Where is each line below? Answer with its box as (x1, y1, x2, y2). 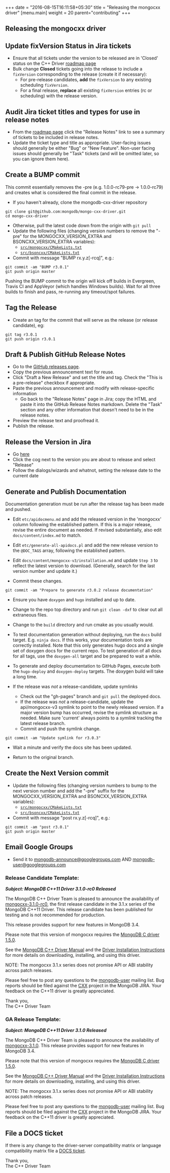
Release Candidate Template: (5, 874, 80, 881)
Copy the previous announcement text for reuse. (12, 369, 115, 375)
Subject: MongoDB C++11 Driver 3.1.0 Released (5, 1027, 107, 1033)
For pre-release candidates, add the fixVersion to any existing (20, 77, 151, 83)
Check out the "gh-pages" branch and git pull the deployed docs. (20, 694, 161, 700)
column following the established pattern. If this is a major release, (12, 522, 152, 528)
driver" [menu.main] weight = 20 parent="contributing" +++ (5, 10, 131, 16)
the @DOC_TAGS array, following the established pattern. (12, 547, 126, 554)
